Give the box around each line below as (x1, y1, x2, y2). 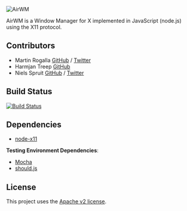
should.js (14, 165, 38, 172)
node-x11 (14, 135, 38, 142)
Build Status (6, 86, 53, 97)
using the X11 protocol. (6, 24, 62, 30)
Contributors (6, 41, 56, 51)
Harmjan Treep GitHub (14, 63, 70, 70)
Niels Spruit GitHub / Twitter (14, 69, 84, 76)
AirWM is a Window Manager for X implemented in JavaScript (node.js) (6, 17, 182, 24)
